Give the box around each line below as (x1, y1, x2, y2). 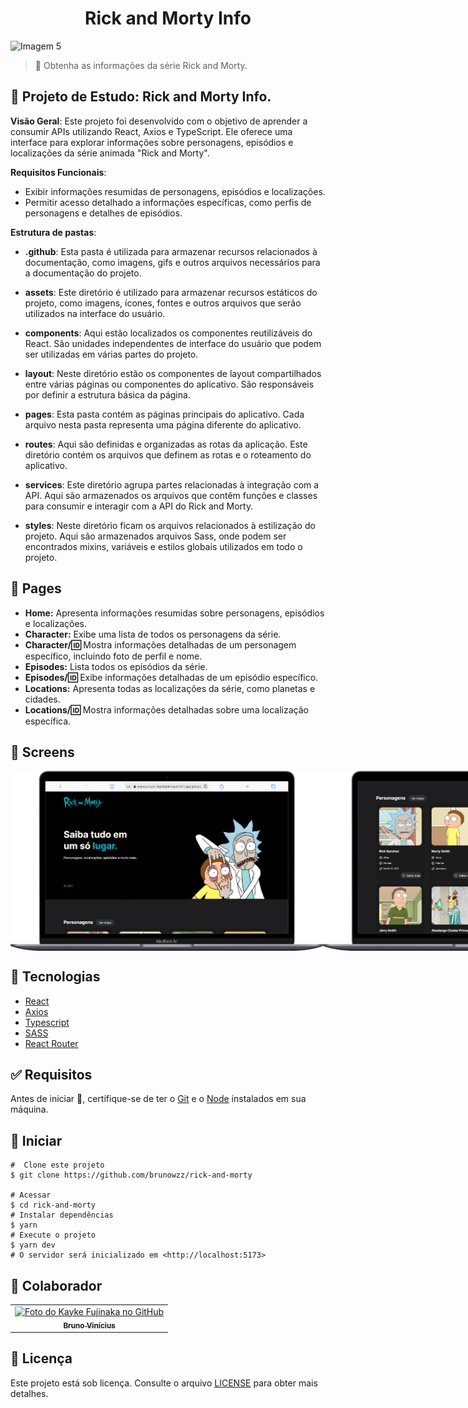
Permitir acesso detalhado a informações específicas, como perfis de (24, 196, 312, 208)
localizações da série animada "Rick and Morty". (10, 147, 210, 159)
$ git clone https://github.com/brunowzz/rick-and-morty (10, 1170, 253, 1181)
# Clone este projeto (10, 1160, 105, 1171)
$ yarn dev (10, 1240, 56, 1251)
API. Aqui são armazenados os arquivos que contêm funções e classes (24, 489, 318, 501)
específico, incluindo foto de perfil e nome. (24, 650, 203, 662)
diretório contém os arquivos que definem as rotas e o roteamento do (24, 448, 312, 461)
